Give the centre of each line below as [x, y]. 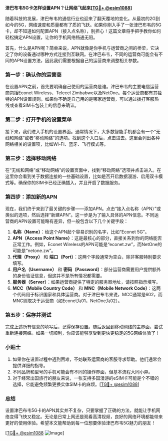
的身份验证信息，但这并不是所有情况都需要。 [58, 276]
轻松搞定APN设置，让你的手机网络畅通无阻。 [51, 37]
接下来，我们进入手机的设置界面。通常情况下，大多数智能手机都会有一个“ [81, 131]
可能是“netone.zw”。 [34, 251]
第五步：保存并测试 [28, 315]
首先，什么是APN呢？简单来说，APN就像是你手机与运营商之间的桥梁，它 [80, 48]
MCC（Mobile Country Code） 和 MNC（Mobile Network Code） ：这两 [86, 288]
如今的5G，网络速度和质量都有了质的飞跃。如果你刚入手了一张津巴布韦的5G [83, 25]
